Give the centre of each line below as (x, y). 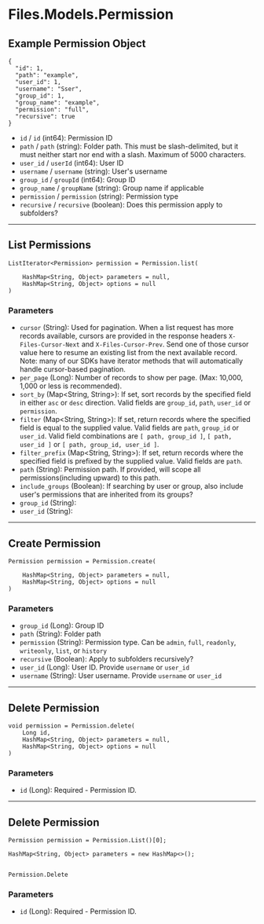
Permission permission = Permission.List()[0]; (88, 841)
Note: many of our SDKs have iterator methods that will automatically (131, 361)
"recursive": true (46, 116)
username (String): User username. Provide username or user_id (121, 676)
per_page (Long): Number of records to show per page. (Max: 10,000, (131, 378)
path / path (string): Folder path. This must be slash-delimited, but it (129, 146)
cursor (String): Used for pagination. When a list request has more (126, 328)
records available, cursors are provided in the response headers (123, 336)
